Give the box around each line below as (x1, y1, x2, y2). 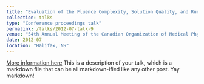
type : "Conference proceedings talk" (6, 20, 102, 26)
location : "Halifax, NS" (6, 43, 69, 49)
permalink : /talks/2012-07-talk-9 (6, 25, 94, 32)
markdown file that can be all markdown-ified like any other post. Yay (6, 65, 180, 73)
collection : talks (6, 15, 53, 21)
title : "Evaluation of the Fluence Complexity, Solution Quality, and (6, 8, 189, 15)
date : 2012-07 (6, 37, 42, 43)
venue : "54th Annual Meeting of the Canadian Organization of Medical (6, 31, 189, 37)
